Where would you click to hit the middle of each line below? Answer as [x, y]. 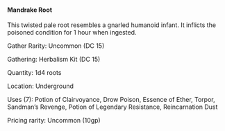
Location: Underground [41, 86]
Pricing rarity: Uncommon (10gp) [54, 121]
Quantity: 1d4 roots [34, 73]
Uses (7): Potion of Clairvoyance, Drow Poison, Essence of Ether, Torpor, [111, 100]
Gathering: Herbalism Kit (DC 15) [54, 60]
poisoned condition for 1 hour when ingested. [72, 33]
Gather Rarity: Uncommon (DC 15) [56, 46]
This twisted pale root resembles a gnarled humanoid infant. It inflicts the [112, 25]
